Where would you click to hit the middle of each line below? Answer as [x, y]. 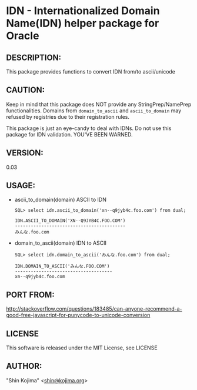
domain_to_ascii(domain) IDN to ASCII [61, 243]
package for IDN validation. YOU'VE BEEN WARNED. [69, 134]
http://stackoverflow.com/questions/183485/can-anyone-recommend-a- [94, 309]
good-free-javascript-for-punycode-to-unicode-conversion [78, 315]
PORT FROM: [30, 294]
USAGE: [21, 186]
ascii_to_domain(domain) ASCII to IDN [61, 200]
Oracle [23, 36]
